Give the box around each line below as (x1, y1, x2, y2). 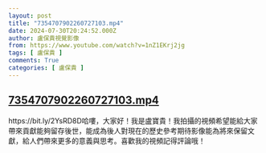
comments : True (8, 57, 59, 65)
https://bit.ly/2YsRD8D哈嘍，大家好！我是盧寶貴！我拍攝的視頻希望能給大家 (8, 115, 259, 125)
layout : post (8, 11, 52, 20)
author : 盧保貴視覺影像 (8, 34, 80, 42)
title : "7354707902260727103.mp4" (8, 19, 125, 27)
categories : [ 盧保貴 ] (8, 64, 84, 72)
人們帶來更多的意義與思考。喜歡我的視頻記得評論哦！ (29, 135, 206, 145)
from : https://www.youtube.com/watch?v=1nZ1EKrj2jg (8, 42, 185, 50)
